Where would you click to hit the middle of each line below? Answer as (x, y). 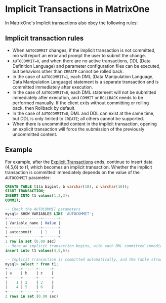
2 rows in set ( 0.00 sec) (32, 296)
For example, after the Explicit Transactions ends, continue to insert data (79, 162)
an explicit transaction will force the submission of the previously (78, 129)
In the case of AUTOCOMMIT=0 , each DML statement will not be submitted (84, 92)
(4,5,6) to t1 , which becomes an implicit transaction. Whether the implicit (79, 167)
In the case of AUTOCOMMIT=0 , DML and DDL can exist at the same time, (83, 113)
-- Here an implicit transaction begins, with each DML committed (75, 246)
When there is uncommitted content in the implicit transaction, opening (84, 124)
